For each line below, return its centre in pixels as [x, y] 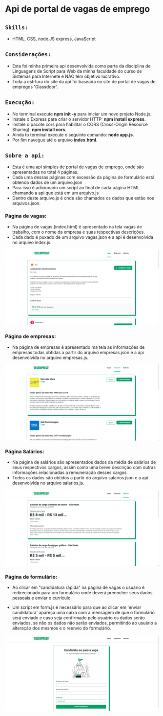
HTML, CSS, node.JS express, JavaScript [54, 39]
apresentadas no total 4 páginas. [45, 172]
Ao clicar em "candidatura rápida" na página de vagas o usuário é [78, 587]
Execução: [20, 102]
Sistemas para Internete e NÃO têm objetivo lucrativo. [66, 76]
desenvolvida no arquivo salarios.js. [48, 483]
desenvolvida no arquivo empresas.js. [50, 358]
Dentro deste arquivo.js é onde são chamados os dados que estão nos [83, 198]
